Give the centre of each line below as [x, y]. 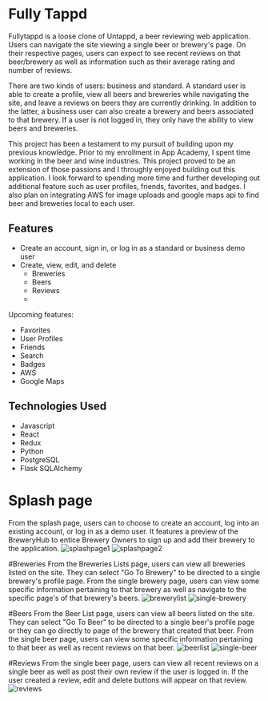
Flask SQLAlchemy [51, 468]
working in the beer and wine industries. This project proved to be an [122, 160]
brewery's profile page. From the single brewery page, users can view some [134, 581]
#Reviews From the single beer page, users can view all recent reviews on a [133, 663]
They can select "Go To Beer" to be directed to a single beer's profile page [132, 622]
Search [32, 355]
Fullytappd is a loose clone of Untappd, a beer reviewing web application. [129, 36]
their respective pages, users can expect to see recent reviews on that [125, 53]
